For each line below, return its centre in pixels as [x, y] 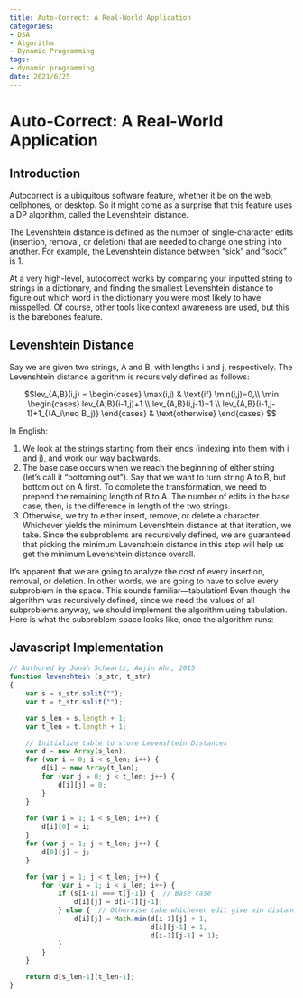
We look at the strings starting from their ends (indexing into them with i [156, 448]
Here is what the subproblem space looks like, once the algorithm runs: [142, 619]
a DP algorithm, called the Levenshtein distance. [99, 214]
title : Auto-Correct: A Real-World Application [101, 18]
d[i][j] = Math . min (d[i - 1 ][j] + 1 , [140, 919]
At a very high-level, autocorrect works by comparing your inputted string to [151, 278]
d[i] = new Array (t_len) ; [91, 769]
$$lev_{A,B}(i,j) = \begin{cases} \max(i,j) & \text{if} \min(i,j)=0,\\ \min [151, 394]
